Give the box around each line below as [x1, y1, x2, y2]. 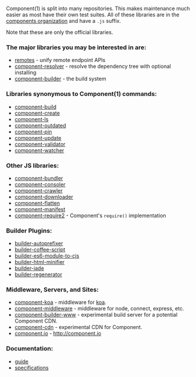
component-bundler [14, 174, 63, 181]
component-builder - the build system [14, 76, 106, 83]
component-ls [14, 115, 49, 122]
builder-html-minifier [14, 259, 65, 266]
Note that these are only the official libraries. [6, 29, 114, 36]
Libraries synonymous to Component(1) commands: [6, 90, 157, 98]
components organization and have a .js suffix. [6, 18, 121, 24]
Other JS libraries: [6, 161, 59, 169]
